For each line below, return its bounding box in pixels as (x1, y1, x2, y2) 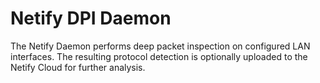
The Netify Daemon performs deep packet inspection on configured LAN (10, 40, 311, 52)
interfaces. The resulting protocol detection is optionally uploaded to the (10, 50, 308, 62)
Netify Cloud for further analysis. (10, 61, 146, 73)
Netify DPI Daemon (10, 7, 172, 30)
